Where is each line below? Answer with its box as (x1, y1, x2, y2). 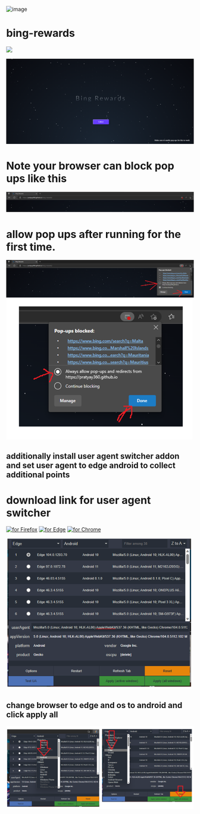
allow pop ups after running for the (6, 227, 182, 241)
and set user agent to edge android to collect (6, 461, 176, 471)
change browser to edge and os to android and (6, 700, 183, 710)
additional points (6, 470, 70, 480)
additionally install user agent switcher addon (6, 451, 180, 461)
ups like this (6, 172, 67, 186)
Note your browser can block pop (6, 159, 174, 173)
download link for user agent (6, 494, 151, 507)
